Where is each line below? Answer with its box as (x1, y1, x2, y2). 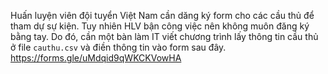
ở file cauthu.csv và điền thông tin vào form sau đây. (10, 41, 227, 53)
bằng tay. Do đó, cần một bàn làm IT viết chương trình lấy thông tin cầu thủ (10, 31, 319, 42)
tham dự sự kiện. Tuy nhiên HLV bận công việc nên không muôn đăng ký (10, 20, 310, 32)
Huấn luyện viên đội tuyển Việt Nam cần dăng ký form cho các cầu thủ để (10, 10, 315, 21)
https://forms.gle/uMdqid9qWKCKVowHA (10, 52, 182, 64)
